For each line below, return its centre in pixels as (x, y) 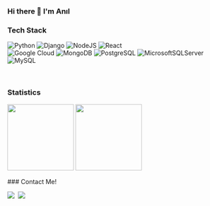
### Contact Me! (32, 181)
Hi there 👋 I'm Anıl (39, 11)
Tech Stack (27, 30)
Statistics (24, 92)
